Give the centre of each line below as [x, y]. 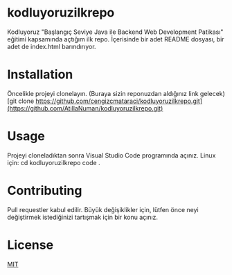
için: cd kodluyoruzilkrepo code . [54, 162]
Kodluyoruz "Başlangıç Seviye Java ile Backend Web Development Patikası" [115, 32]
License [30, 245]
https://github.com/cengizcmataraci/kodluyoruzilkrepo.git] [119, 101]
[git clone [21, 101]
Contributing [45, 191]
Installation [40, 75]
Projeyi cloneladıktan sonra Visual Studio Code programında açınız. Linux [111, 155]
